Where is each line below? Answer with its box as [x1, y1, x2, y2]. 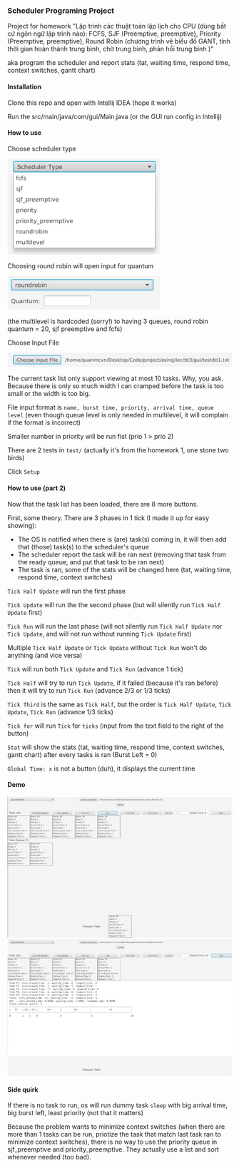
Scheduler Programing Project [7, 6, 115, 16]
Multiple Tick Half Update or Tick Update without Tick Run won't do [7, 643, 208, 651]
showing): [7, 521, 37, 529]
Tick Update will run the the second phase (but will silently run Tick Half [7, 600, 221, 609]
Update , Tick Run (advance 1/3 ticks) [7, 707, 114, 716]
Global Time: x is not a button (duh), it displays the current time [7, 764, 195, 773]
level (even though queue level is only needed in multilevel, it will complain [7, 411, 228, 420]
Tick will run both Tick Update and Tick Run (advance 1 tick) [7, 664, 184, 673]
